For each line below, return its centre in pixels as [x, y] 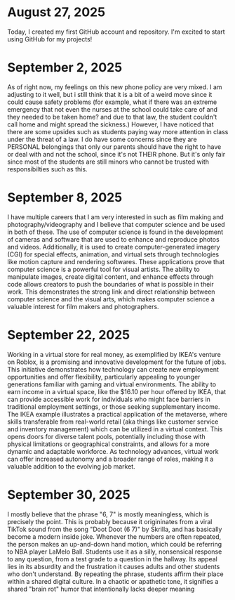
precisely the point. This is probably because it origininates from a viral [110, 521]
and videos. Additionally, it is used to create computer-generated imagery [114, 247]
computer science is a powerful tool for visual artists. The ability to [103, 269]
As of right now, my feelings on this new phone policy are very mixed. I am [115, 87]
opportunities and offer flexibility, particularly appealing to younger [104, 377]
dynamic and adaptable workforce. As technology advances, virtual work [113, 451]
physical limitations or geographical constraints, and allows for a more [109, 444]
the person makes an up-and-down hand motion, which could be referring [115, 544]
